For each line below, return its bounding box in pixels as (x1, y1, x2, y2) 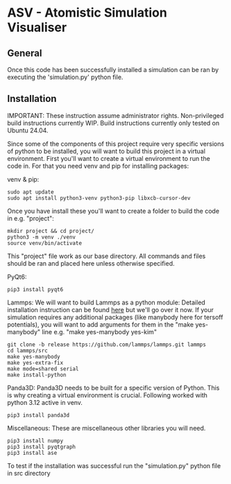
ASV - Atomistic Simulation (7, 5, 168, 21)
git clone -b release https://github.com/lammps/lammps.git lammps (7, 341, 207, 348)
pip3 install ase (7, 449, 58, 456)
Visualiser (7, 19, 67, 35)
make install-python (7, 371, 67, 379)
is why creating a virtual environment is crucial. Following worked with (7, 390, 208, 399)
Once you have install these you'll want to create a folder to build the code (7, 207, 220, 215)
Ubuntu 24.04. (7, 126, 49, 135)
